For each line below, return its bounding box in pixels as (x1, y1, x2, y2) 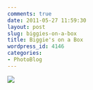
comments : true (7, 10, 52, 18)
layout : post (7, 23, 46, 30)
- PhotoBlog (7, 56, 42, 63)
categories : (7, 50, 42, 57)
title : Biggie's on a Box (7, 37, 83, 44)
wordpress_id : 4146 (7, 43, 65, 50)
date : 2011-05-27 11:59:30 (7, 17, 87, 24)
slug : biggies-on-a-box (7, 30, 77, 37)
